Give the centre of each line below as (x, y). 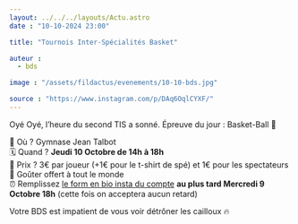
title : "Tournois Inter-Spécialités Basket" (94, 42)
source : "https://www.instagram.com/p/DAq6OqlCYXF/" (112, 99)
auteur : (26, 58)
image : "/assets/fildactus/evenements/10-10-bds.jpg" (114, 83)
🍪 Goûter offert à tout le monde (67, 174)
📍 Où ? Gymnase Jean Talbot (63, 142)
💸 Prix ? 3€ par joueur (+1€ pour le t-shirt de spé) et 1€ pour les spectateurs (149, 164)
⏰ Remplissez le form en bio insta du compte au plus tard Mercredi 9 (137, 184)
